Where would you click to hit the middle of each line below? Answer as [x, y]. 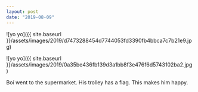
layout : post [22, 12]
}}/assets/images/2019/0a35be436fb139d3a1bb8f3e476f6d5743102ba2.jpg [99, 64]
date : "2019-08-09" [30, 17]
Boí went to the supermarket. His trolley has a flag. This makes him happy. [97, 82]
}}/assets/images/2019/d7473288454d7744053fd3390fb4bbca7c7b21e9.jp [99, 40]
